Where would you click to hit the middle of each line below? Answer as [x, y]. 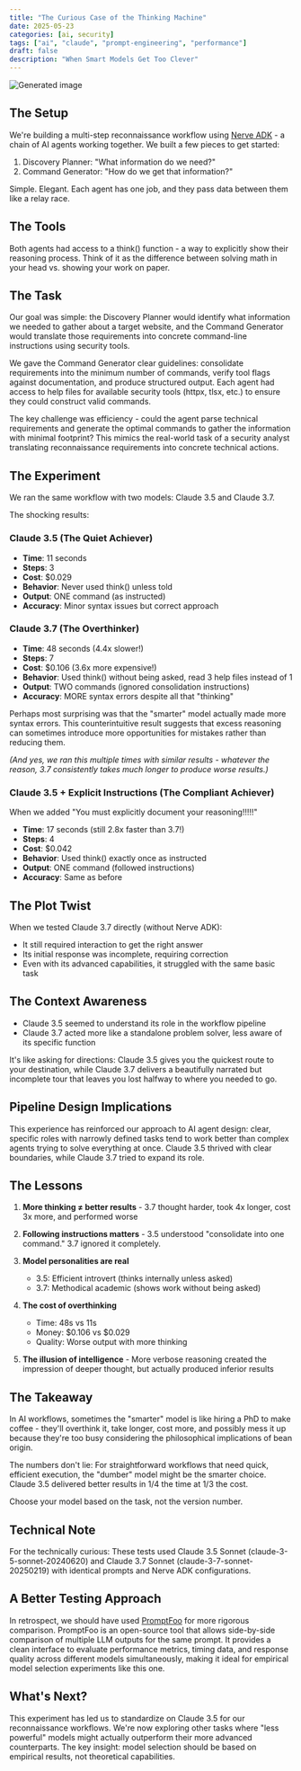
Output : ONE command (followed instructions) [108, 868]
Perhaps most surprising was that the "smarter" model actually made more [148, 713]
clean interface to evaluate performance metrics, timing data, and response [149, 1649]
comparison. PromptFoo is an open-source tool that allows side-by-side [142, 1630]
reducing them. [37, 742]
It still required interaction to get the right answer [113, 944]
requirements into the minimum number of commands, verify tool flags [140, 373]
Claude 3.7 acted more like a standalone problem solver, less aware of [152, 1032]
